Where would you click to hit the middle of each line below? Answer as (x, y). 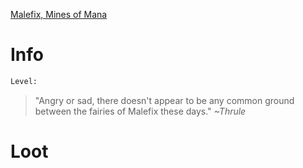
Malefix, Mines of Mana (59, 14)
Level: (24, 81)
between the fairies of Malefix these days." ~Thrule (140, 111)
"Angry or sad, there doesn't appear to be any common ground (164, 100)
